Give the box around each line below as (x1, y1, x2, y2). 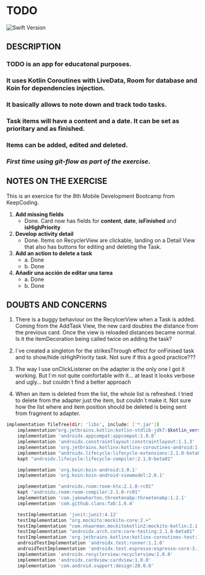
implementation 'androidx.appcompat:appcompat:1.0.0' (17, 433, 157, 439)
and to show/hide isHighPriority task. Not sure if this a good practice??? (15, 354, 196, 361)
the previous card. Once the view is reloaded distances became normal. (15, 329, 196, 336)
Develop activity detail (15, 230, 74, 237)
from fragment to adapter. (15, 410, 81, 417)
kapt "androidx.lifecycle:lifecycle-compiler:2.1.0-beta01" (17, 456, 173, 462)
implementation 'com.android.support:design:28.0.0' (17, 563, 154, 569)
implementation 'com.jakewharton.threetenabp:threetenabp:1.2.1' (17, 495, 187, 501)
